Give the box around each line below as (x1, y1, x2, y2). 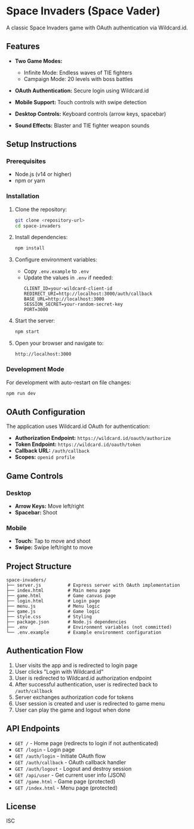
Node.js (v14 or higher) (14, 171, 72, 178)
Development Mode (6, 365, 64, 373)
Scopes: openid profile (14, 454, 75, 461)
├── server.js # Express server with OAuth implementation (6, 583, 180, 589)
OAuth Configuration (6, 406, 85, 417)
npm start (14, 328, 40, 335)
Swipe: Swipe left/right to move (14, 544, 93, 551)
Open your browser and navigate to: (14, 340, 104, 347)
